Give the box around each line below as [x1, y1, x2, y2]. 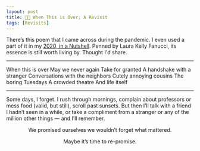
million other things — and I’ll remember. [6, 115, 105, 122]
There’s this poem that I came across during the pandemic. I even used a [6, 36, 185, 44]
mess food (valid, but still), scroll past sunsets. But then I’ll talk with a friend [6, 102, 192, 109]
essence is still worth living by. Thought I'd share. [6, 49, 127, 56]
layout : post [6, 8, 39, 15]
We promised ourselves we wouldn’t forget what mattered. [28, 127, 172, 134]
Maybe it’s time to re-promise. [63, 138, 137, 145]
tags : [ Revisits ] [6, 20, 49, 26]
